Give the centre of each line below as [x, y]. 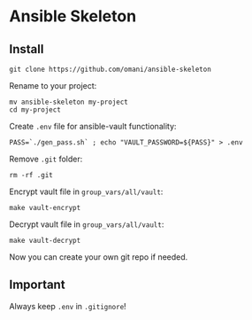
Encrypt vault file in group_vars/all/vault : [86, 191]
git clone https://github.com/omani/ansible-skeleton [111, 69]
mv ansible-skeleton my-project [69, 102]
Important [37, 285]
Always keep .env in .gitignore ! [68, 306]
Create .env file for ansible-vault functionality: [93, 126]
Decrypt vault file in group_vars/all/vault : [87, 224]
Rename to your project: [53, 86]
